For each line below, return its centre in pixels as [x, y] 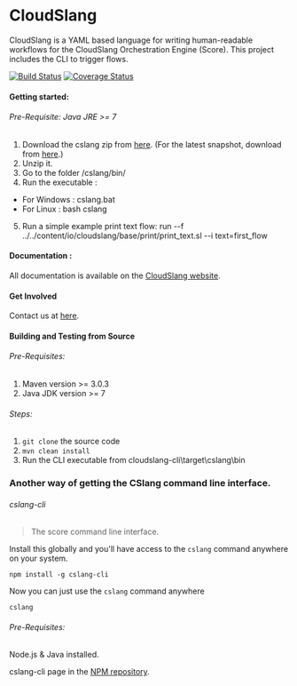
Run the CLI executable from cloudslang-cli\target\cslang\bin [133, 460]
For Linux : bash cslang [65, 209]
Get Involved [33, 296]
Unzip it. [37, 163]
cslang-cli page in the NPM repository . [80, 672]
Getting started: [39, 96]
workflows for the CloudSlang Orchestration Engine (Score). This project [142, 49]
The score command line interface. [95, 532]
